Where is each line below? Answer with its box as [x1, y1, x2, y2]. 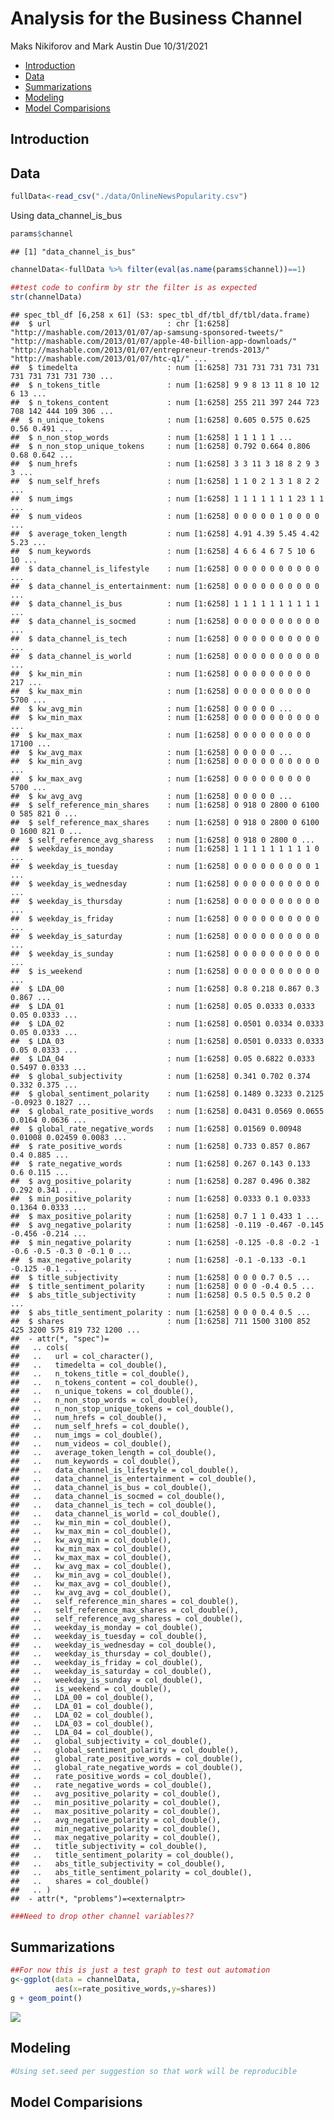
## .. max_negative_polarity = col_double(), [10, 1832, 222, 1842]
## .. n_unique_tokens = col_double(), [10, 1386, 195, 1396]
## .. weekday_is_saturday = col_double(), [10, 1666, 213, 1676]
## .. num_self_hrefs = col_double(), [10, 1421, 190, 1431]
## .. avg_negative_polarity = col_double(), [10, 1815, 222, 1825]
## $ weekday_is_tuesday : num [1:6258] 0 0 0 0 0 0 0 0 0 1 [10, 861, 320, 871]
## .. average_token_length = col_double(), [10, 1447, 217, 1457]
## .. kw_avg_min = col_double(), [10, 1535, 172, 1545]
